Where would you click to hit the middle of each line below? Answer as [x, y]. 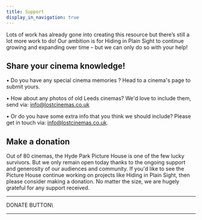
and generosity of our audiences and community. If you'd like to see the [95, 169]
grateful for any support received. [48, 188]
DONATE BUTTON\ [30, 205]
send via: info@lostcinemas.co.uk [48, 105]
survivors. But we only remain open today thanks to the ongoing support [96, 162]
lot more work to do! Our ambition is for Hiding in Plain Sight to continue [95, 41]
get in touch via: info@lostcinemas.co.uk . [57, 123]
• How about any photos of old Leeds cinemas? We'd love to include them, [99, 98]
